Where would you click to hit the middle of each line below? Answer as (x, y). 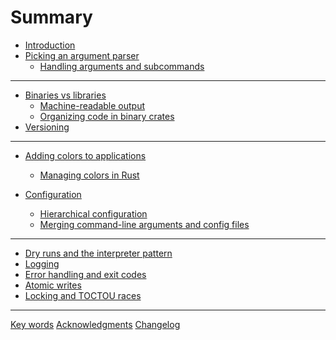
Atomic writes (53, 285)
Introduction (50, 45)
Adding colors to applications (85, 155)
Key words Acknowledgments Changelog (95, 324)
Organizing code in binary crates (107, 116)
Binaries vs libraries (65, 95)
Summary (51, 17)
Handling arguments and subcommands (122, 66)
